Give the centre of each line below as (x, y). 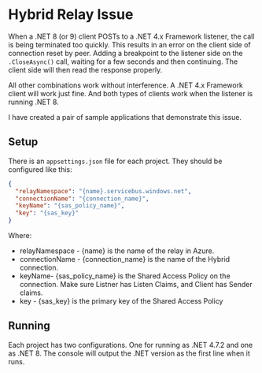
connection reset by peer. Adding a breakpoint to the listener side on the (125, 53)
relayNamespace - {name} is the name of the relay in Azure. (117, 251)
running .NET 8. (33, 102)
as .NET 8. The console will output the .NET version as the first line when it (129, 353)
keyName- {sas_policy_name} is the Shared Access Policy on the (125, 276)
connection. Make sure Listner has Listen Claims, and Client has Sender (136, 284)
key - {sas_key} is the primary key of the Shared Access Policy (121, 301)
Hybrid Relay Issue (71, 15)
